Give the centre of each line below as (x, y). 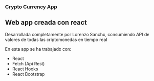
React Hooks (25, 69)
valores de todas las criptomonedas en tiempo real (56, 40)
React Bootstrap (28, 74)
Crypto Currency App (31, 7)
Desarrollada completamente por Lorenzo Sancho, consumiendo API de (77, 34)
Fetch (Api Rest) (28, 63)
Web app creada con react (46, 23)
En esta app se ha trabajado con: (38, 49)
